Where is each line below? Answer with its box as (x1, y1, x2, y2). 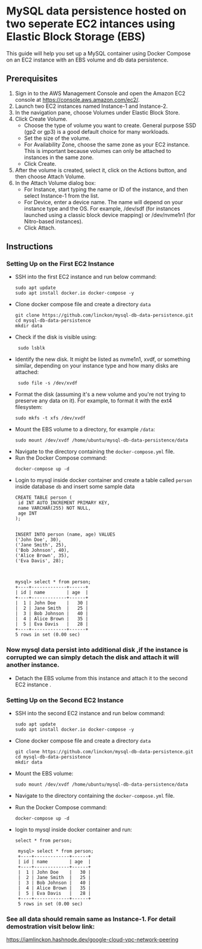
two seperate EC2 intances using (6, 17, 175, 31)
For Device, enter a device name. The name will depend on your (24, 198, 183, 205)
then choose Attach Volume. (14, 173, 86, 180)
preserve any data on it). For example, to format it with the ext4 (14, 397, 172, 404)
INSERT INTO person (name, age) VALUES (14, 531, 116, 537)
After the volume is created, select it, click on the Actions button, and (14, 166, 187, 174)
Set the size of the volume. (24, 134, 91, 142)
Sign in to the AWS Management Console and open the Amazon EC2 (14, 89, 186, 97)
